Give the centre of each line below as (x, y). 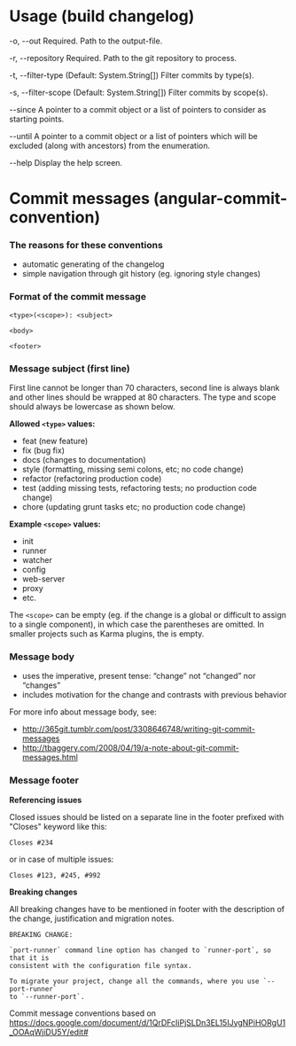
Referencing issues (46, 800)
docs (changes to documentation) (84, 460)
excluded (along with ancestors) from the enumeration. (110, 145)
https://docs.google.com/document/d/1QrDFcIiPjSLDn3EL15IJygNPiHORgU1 (148, 1022)
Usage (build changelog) (102, 16)
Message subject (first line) (70, 368)
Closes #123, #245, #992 (55, 875)
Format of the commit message (78, 297)
